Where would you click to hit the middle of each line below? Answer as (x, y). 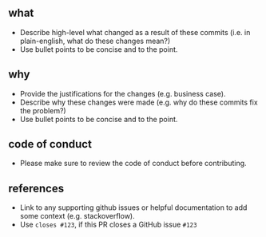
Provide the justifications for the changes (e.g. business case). (123, 93)
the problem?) (43, 110)
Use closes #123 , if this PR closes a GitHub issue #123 (108, 225)
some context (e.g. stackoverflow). (77, 216)
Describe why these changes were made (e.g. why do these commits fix (139, 102)
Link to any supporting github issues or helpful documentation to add (133, 207)
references (36, 188)
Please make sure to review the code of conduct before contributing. (133, 164)
